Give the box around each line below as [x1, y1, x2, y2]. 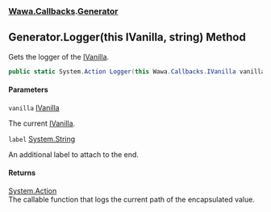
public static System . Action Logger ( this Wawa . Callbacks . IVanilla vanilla [8, 67, 265, 76]
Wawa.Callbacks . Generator [8, 6, 119, 17]
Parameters [8, 85, 48, 94]
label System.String [8, 134, 76, 143]
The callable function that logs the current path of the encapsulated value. [8, 195, 256, 205]
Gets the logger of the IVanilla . [8, 52, 110, 61]
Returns [8, 168, 36, 178]
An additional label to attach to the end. [8, 149, 140, 159]
